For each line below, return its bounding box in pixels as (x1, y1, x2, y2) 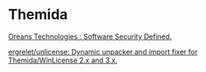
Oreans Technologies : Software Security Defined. (8, 32, 172, 41)
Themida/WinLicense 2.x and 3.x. (8, 55, 118, 65)
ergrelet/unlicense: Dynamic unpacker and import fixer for (8, 47, 198, 56)
